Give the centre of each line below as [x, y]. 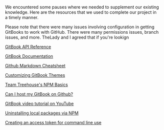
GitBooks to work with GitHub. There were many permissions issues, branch [82, 32]
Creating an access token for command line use [53, 122]
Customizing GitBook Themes [35, 75]
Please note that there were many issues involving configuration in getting [80, 27]
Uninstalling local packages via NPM [42, 113]
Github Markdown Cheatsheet [35, 66]
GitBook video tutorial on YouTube [40, 104]
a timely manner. [22, 17]
